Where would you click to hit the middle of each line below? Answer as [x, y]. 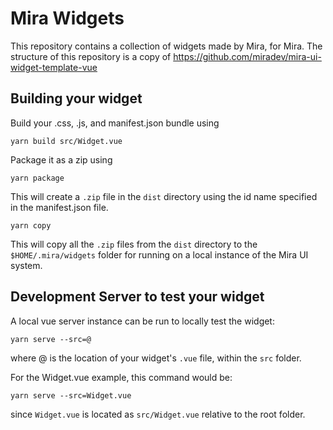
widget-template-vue [54, 67]
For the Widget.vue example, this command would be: [121, 377]
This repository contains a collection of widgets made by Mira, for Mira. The [166, 46]
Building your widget [76, 98]
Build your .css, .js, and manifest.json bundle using [115, 123]
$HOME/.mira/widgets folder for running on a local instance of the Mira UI [159, 254]
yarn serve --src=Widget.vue [71, 395]
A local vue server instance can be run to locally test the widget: [142, 321]
